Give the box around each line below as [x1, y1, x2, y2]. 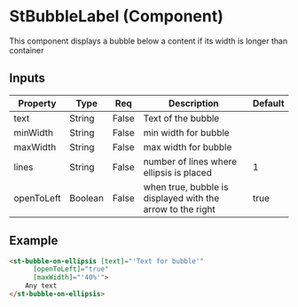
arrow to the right [143, 202, 216, 215]
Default [252, 97, 285, 109]
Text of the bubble [143, 112, 220, 124]
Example [9, 233, 59, 248]
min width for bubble [143, 126, 230, 138]
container [9, 44, 44, 55]
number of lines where [143, 155, 238, 168]
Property [18, 97, 57, 109]
